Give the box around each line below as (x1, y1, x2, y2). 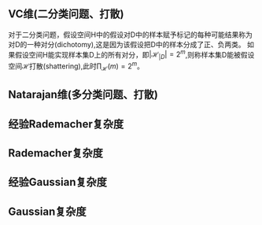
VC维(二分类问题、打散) (8, 7, 124, 21)
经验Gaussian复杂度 (8, 175, 108, 189)
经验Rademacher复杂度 (8, 117, 124, 131)
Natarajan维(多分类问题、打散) (8, 88, 159, 101)
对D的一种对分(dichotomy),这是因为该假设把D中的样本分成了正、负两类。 (8, 39, 245, 49)
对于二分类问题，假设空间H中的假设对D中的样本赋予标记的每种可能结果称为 (8, 30, 253, 39)
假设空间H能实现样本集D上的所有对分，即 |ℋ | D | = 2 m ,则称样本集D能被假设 (14, 48, 255, 61)
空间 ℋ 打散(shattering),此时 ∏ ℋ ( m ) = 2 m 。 (8, 60, 144, 72)
